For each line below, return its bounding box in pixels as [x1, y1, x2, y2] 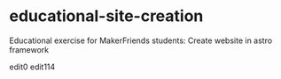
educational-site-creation [9, 6, 204, 26]
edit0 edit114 [9, 61, 56, 72]
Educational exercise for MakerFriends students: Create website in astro [9, 35, 273, 46]
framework [9, 44, 50, 54]
